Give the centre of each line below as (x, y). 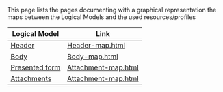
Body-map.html (93, 56)
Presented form (36, 67)
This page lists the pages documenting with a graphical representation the (112, 10)
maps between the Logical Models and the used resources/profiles (102, 17)
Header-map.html (96, 45)
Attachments (31, 79)
